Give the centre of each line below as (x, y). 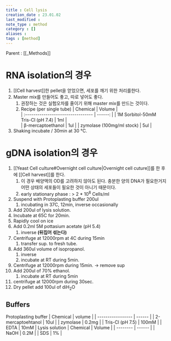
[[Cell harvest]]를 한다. (42, 174)
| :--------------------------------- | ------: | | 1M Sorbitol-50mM (88, 114)
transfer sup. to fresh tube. (49, 244)
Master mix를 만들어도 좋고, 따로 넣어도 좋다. (58, 97)
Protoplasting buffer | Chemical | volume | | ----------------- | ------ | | (80, 317)
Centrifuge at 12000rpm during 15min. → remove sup (69, 265)
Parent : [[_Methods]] (28, 53)
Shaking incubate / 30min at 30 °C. (50, 130)
